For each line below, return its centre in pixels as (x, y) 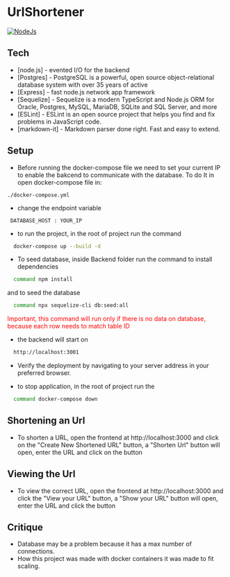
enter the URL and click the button (66, 505)
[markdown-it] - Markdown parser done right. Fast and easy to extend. (118, 128)
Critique (25, 527)
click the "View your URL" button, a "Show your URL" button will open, (118, 498)
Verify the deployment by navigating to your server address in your (113, 366)
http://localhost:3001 (46, 352)
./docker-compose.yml (39, 195)
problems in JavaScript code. (59, 122)
